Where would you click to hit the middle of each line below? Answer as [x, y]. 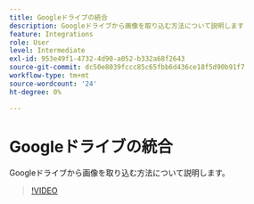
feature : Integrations [51, 34]
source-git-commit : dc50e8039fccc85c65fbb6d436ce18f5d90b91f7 [127, 68]
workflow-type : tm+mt [49, 76]
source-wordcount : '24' [53, 84]
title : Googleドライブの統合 [59, 17]
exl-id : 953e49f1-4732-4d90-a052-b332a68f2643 [97, 59]
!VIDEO [44, 191]
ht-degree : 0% [36, 92]
